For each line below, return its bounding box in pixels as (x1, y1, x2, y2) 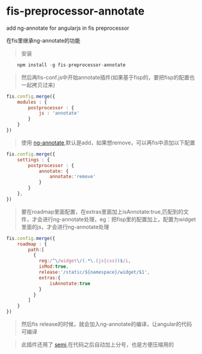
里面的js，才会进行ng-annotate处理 (21, 223, 109, 230)
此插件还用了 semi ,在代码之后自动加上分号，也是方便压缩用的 (21, 341, 174, 349)
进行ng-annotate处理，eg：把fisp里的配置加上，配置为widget (42, 216, 197, 223)
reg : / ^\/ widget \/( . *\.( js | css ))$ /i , (38, 258, 131, 264)
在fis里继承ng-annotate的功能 (6, 36, 80, 44)
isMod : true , (38, 264, 69, 270)
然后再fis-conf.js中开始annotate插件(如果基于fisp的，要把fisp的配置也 (21, 73, 195, 81)
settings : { (17, 157, 50, 163)
